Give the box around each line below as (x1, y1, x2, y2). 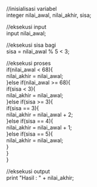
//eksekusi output (6, 168, 50, 175)
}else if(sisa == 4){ (6, 117, 53, 125)
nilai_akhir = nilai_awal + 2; (6, 111, 73, 118)
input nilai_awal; (6, 30, 47, 37)
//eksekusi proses (6, 60, 52, 67)
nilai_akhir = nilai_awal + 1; (6, 124, 72, 131)
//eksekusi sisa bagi (6, 42, 56, 48)
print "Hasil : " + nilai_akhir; (6, 174, 75, 181)
